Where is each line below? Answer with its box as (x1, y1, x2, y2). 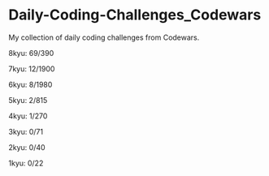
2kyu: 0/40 (8, 142, 46, 152)
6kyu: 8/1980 (8, 79, 53, 89)
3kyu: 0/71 (8, 127, 43, 136)
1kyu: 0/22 (8, 158, 44, 168)
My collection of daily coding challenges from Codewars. (8, 32, 200, 42)
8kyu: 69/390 (8, 48, 54, 58)
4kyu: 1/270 (8, 111, 48, 121)
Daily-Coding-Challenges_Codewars (8, 6, 262, 24)
